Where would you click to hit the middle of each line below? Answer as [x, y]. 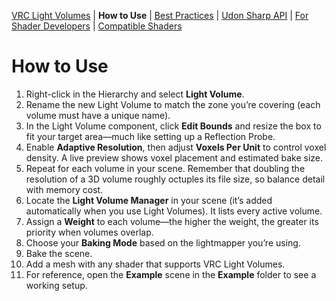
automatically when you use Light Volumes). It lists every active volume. [174, 211]
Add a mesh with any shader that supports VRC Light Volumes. [155, 264]
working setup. [56, 285]
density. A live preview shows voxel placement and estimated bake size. [174, 157]
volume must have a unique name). [98, 115]
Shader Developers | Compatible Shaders [97, 26]
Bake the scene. [59, 253]
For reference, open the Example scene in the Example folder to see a [171, 274]
